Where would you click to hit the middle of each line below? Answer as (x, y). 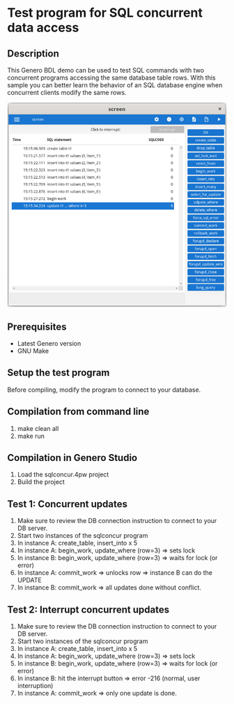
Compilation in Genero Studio (72, 458)
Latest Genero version (49, 343)
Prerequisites (37, 327)
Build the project (41, 482)
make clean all (38, 428)
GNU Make (33, 351)
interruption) (35, 686)
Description (33, 53)
